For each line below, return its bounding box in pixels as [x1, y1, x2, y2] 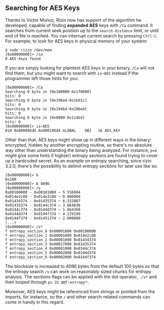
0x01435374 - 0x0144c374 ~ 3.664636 [5, 202, 81, 208]
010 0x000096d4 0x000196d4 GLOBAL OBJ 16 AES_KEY [5, 128, 121, 133]
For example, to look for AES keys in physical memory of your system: [5, 38, 148, 44]
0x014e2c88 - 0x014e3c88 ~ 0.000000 [5, 194, 81, 199]
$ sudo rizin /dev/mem [5, 47, 52, 52]
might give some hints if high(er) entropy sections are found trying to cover [5, 153, 158, 158]
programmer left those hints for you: [5, 75, 79, 81]
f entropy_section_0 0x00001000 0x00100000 [5, 229, 96, 233]
